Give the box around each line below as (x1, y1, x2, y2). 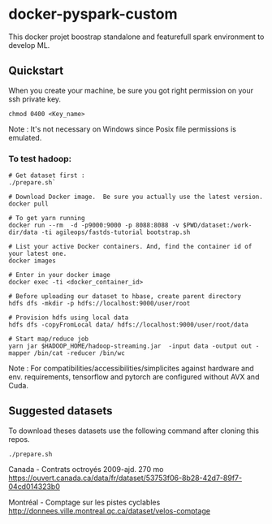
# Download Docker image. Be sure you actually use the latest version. (8, 193, 264, 201)
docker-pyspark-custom (8, 5, 178, 24)
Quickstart (8, 64, 64, 78)
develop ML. (8, 40, 50, 50)
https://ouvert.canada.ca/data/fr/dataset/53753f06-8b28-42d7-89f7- (8, 473, 242, 483)
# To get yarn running (8, 214, 85, 223)
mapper (8, 349, 31, 357)
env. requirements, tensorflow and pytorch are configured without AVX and (8, 372, 260, 382)
